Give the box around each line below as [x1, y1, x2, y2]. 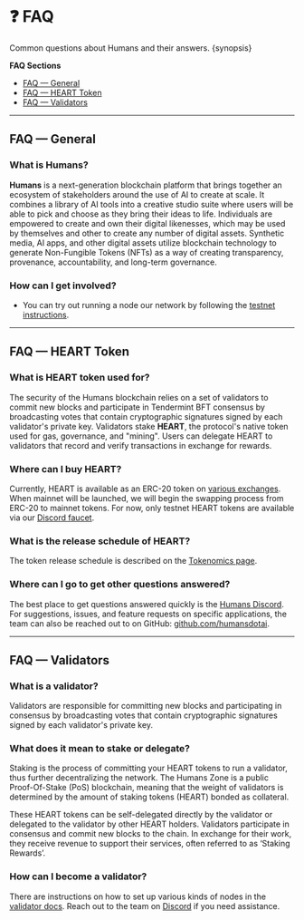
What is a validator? [9, 680, 99, 692]
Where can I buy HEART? [9, 462, 122, 475]
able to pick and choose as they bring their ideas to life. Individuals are [9, 208, 273, 219]
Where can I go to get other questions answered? [9, 578, 231, 591]
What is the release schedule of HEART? [9, 535, 191, 547]
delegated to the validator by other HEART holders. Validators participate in [9, 818, 290, 829]
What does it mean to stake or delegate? [9, 742, 190, 755]
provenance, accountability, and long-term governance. [9, 257, 217, 267]
